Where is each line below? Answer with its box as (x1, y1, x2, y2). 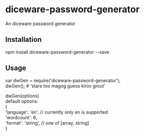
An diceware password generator (5, 20, 76, 27)
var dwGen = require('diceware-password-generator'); (5, 77, 121, 83)
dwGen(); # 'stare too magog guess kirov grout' (5, 83, 106, 89)
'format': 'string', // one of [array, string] (5, 120, 89, 126)
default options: (5, 98, 38, 104)
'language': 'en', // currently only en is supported (5, 109, 108, 115)
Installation (5, 35, 42, 44)
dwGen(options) (5, 93, 39, 99)
